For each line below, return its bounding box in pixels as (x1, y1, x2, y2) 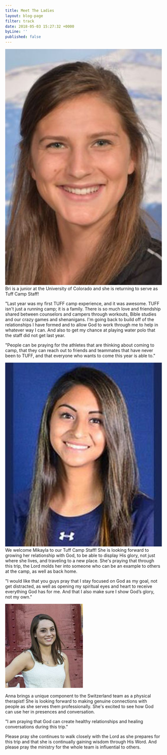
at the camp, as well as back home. (5, 568, 78, 574)
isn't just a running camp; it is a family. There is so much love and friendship (5, 306, 161, 312)
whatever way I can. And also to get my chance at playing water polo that (5, 327, 156, 333)
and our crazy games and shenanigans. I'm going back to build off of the (5, 317, 154, 323)
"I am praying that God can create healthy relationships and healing (5, 719, 143, 725)
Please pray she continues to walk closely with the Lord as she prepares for (5, 734, 161, 740)
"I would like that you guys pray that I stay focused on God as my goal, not (5, 578, 158, 584)
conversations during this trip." (5, 724, 69, 730)
